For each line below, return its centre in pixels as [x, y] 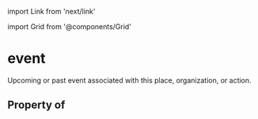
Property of [36, 105]
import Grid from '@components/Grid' [70, 26]
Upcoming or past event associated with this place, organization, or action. [129, 80]
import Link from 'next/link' [51, 11]
